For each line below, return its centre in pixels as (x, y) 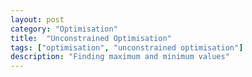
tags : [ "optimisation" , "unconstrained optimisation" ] (127, 47)
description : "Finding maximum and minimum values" (120, 57)
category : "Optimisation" (64, 29)
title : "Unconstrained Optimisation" (91, 38)
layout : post (37, 19)
